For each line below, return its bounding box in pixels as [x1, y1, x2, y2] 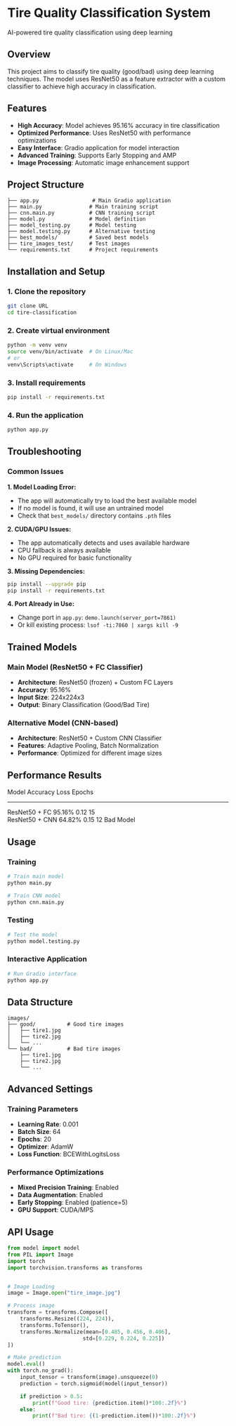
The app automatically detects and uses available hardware [17, 539, 190, 547]
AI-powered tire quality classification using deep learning [7, 28, 173, 37]
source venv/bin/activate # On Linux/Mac [7, 348, 133, 355]
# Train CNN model [7, 892, 61, 899]
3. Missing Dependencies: [7, 567, 86, 575]
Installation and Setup [7, 265, 105, 277]
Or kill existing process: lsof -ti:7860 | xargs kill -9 [17, 621, 179, 629]
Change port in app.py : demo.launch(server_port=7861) [17, 613, 177, 622]
